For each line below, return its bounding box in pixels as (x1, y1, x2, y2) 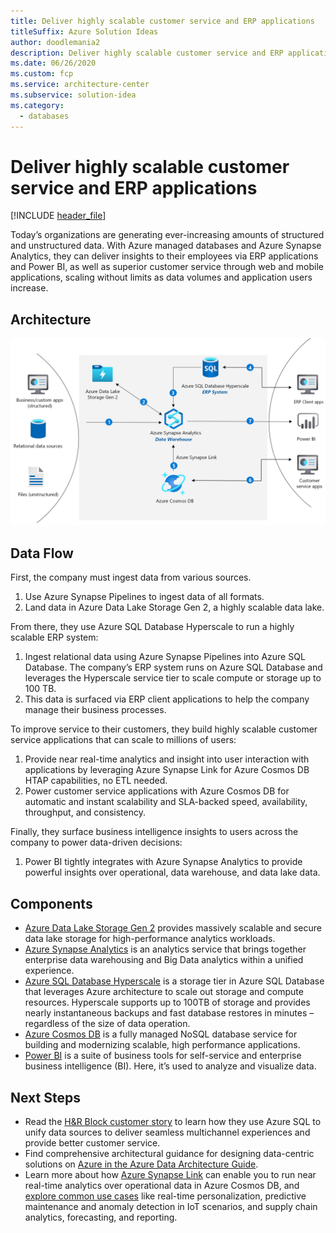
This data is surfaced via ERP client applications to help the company (24, 693, 310, 705)
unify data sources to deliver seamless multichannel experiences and (24, 1126, 311, 1138)
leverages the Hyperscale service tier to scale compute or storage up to (24, 672, 322, 684)
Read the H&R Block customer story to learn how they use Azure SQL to (24, 1115, 322, 1127)
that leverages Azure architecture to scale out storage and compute (24, 986, 304, 998)
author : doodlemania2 (10, 37, 101, 47)
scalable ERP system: (10, 631, 99, 644)
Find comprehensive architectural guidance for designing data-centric (24, 1147, 315, 1159)
